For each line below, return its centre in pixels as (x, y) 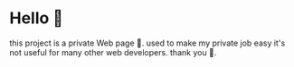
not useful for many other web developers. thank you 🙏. (113, 52)
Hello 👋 (36, 18)
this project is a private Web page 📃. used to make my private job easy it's (147, 43)
